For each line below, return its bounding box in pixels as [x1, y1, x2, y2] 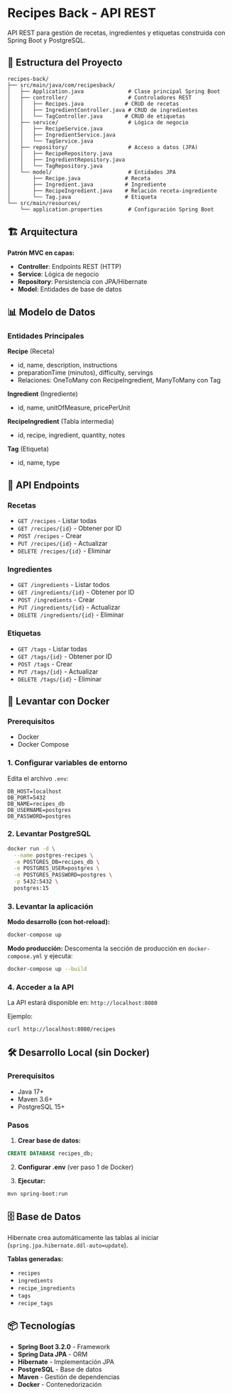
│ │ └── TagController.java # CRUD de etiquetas [7, 112, 186, 120]
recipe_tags [17, 1300, 53, 1307]
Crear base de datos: [17, 1136, 82, 1145]
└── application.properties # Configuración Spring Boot [20, 206, 214, 213]
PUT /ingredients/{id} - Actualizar [17, 603, 121, 612]
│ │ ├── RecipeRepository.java [7, 150, 113, 157]
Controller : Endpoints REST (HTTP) [17, 262, 122, 270]
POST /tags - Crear [17, 659, 73, 668]
